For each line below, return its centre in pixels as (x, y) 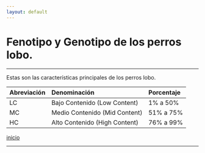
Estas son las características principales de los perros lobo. (81, 77)
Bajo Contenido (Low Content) (95, 103)
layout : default (27, 12)
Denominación (73, 92)
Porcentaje (165, 92)
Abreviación (27, 92)
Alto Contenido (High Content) (95, 122)
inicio (13, 137)
